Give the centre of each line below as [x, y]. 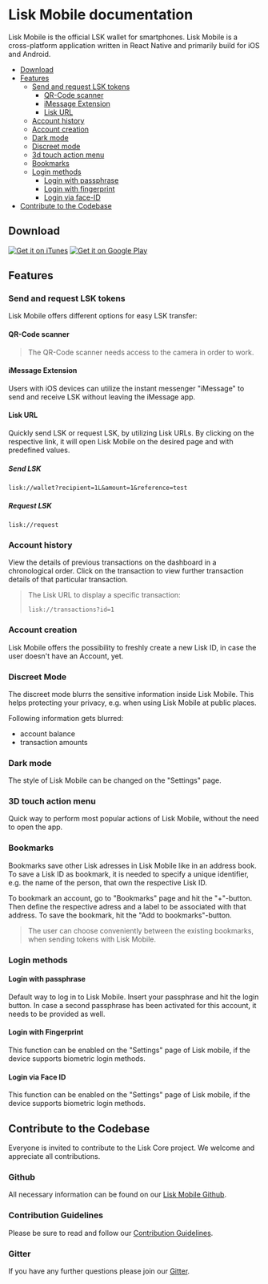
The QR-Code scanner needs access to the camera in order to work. [141, 352]
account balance [48, 733]
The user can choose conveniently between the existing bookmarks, [141, 930]
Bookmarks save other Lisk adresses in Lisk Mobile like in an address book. [133, 865]
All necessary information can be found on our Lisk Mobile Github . [117, 1195]
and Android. [30, 54]
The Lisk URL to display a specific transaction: [104, 595]
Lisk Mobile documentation [101, 15]
